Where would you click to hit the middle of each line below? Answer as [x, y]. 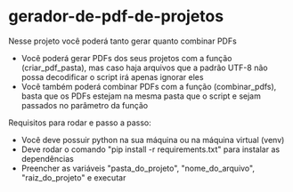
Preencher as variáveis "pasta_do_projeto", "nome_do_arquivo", [138, 168]
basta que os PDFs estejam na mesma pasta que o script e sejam [141, 96]
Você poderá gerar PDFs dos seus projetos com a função [126, 58]
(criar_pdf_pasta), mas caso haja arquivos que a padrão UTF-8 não [144, 68]
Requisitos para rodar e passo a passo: [80, 123]
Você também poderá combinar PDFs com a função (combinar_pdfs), [149, 86]
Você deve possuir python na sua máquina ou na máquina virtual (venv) [153, 140]
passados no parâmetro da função [85, 105]
